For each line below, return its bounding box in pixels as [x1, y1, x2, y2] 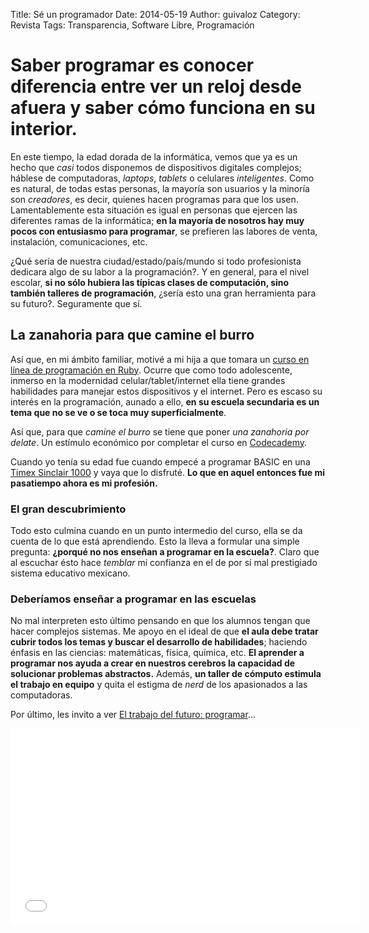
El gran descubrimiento [10, 502, 127, 516]
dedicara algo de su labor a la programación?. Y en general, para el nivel [10, 265, 310, 278]
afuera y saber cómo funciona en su [10, 97, 316, 119]
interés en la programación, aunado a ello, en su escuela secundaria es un [10, 395, 320, 408]
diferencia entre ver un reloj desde [10, 75, 302, 98]
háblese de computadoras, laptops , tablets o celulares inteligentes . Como [10, 172, 315, 184]
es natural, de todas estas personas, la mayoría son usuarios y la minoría [10, 182, 310, 194]
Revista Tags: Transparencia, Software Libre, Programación [10, 19, 255, 31]
